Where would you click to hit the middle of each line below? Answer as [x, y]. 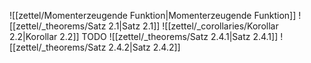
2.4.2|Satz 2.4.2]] [144, 47]
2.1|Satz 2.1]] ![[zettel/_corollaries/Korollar [193, 26]
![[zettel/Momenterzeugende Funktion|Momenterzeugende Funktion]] [153, 15]
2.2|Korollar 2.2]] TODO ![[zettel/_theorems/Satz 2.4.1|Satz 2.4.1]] [144, 36]
